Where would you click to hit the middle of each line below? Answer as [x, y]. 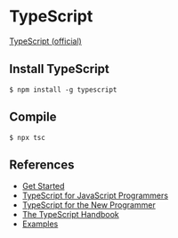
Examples [40, 224]
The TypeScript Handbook [70, 215]
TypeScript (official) [45, 41]
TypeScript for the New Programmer [89, 205]
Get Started [43, 186]
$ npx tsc [28, 137]
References [42, 164]
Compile [33, 117]
